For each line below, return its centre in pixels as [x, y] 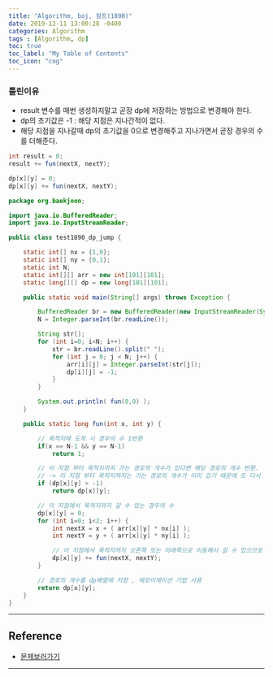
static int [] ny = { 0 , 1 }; [67, 260]
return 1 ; [68, 454]
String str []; [61, 334]
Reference [35, 636]
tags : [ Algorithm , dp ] [49, 39]
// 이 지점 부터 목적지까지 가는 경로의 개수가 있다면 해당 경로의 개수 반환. [148, 468]
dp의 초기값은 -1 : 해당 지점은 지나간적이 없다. [92, 121]
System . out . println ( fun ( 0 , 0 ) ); [94, 402]
